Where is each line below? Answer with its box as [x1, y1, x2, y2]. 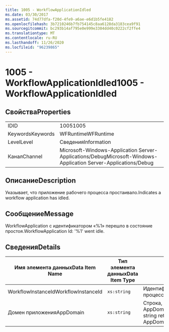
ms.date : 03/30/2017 [5, 12, 49, 17]
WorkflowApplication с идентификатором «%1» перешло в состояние [5, 223, 152, 229]
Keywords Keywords [8, 130, 55, 137]
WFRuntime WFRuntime [59, 130, 114, 137]
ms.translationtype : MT [5, 31, 55, 36]
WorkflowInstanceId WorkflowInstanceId [8, 288, 103, 295]
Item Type [110, 277, 135, 284]
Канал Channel [8, 153, 43, 160]
